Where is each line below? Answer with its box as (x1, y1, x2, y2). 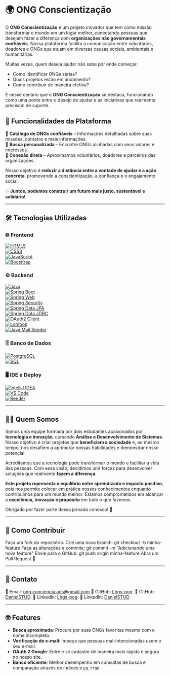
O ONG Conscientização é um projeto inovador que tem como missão (5, 24, 152, 30)
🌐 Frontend (5, 231, 34, 239)
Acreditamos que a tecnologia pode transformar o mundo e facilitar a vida (5, 460, 159, 466)
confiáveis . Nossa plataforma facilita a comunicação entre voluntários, (5, 40, 153, 46)
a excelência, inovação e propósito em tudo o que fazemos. (5, 497, 132, 503)
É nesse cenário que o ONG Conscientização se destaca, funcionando (5, 91, 153, 97)
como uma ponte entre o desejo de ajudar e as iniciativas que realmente (5, 97, 156, 103)
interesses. (5, 147, 28, 153)
